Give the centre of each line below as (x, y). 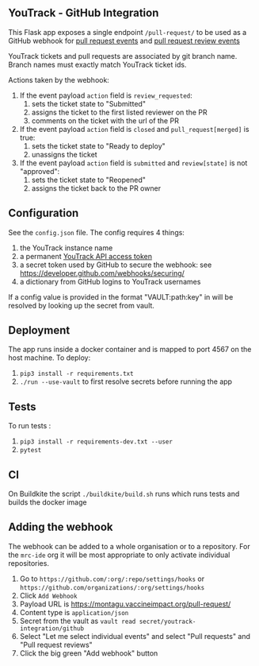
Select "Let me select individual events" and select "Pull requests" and (135, 636)
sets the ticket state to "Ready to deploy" (99, 145)
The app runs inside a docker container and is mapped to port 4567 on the (130, 350)
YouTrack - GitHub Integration (84, 13)
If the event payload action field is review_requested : (106, 95)
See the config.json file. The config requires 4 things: (96, 232)
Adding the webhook (61, 527)
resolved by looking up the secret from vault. (81, 305)
